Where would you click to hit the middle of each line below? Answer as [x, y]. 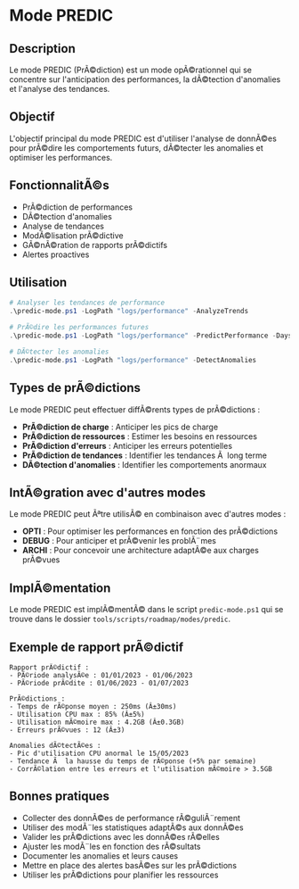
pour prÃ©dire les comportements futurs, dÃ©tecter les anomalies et [137, 147]
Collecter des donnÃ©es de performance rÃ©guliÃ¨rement [131, 818]
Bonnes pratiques [59, 797]
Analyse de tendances [63, 226]
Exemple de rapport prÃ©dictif [97, 647]
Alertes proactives [56, 254]
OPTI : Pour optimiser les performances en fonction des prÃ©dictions [150, 531]
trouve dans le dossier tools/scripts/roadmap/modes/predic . [120, 619]
